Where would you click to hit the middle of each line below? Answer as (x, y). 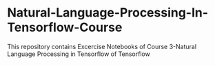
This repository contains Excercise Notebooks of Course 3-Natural (102, 46)
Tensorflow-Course (65, 27)
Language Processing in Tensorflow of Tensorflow (79, 54)
